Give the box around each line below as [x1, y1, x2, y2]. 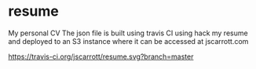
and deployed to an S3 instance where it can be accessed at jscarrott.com [8, 36, 249, 45]
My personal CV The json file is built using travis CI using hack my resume [8, 28, 249, 38]
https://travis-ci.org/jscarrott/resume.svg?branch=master [8, 52, 194, 61]
